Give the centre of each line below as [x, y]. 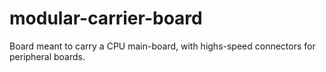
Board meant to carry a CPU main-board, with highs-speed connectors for [162, 46]
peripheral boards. [47, 56]
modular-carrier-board [106, 18]
